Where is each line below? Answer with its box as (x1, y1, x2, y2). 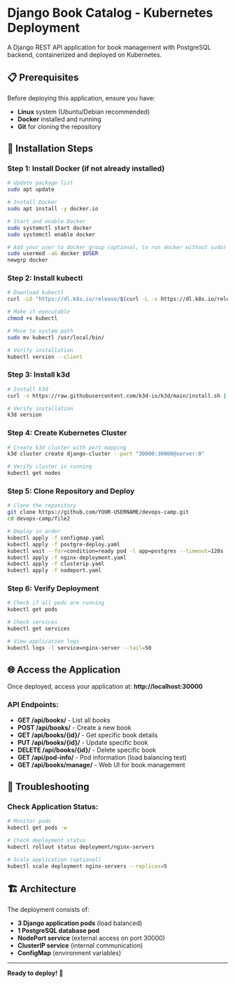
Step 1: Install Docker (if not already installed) (7, 163, 165, 173)
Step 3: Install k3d (7, 370, 70, 379)
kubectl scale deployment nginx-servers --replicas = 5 (7, 863, 168, 870)
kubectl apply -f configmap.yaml (7, 534, 105, 541)
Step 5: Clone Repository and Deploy (7, 486, 135, 496)
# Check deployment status (7, 837, 86, 844)
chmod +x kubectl (7, 315, 58, 322)
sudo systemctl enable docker (7, 231, 96, 238)
